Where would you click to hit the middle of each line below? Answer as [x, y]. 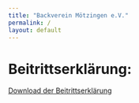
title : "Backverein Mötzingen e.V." [68, 15]
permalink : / [30, 23]
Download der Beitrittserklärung [60, 90]
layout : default [35, 30]
